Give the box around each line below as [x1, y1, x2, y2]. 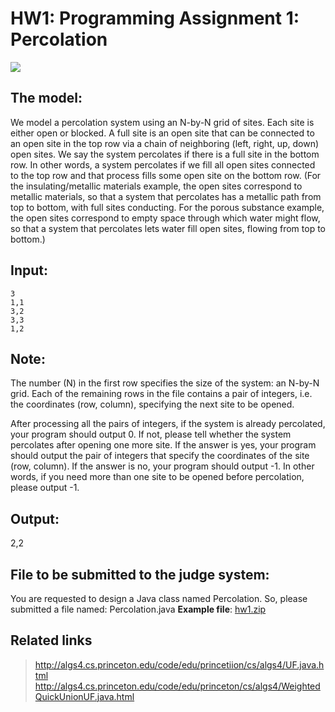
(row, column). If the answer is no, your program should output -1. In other [10, 460, 315, 472]
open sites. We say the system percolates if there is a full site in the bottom [10, 148, 320, 160]
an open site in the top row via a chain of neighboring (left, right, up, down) [10, 137, 320, 149]
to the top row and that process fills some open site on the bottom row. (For [10, 169, 322, 181]
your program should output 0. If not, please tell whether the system [10, 428, 292, 441]
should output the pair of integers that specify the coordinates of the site [10, 450, 310, 462]
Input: [10, 262, 48, 279]
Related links [10, 632, 93, 649]
